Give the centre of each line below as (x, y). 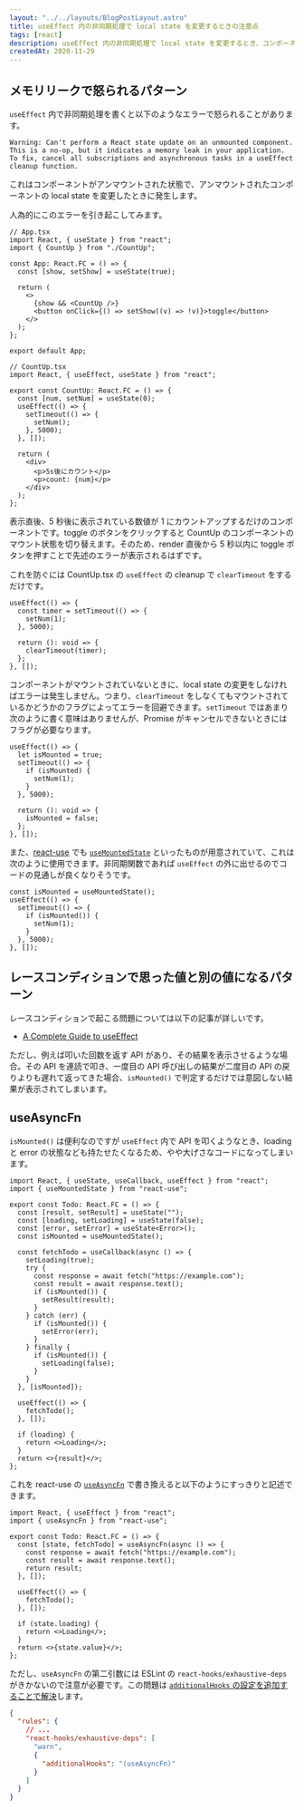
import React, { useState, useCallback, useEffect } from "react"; (139, 1181)
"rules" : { (38, 1722)
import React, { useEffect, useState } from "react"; (113, 374)
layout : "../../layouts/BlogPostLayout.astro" (99, 18)
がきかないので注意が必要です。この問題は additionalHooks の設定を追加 (145, 1684)
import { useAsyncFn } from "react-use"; (89, 1520)
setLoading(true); (60, 1260)
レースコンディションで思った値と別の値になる (139, 978)
